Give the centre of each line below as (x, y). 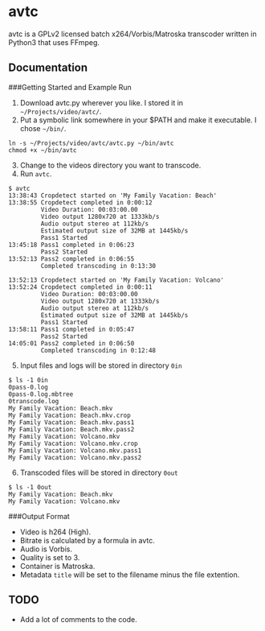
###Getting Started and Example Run (70, 87)
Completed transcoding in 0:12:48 (98, 350)
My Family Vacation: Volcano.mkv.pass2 (75, 457)
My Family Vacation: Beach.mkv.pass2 (71, 429)
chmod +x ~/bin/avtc (43, 150)
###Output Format (39, 516)
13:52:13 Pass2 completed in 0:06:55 (71, 259)
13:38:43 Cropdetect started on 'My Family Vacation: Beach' (113, 196)
